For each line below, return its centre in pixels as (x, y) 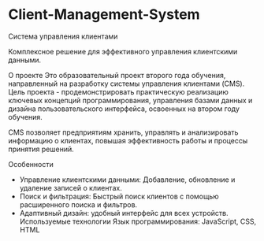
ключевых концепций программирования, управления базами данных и (130, 100)
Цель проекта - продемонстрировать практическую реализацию (118, 91)
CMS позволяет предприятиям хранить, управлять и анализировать (123, 132)
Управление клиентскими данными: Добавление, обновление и (127, 180)
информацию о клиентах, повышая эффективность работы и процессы (128, 140)
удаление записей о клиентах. (71, 187)
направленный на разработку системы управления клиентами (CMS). (126, 83)
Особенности (31, 164)
